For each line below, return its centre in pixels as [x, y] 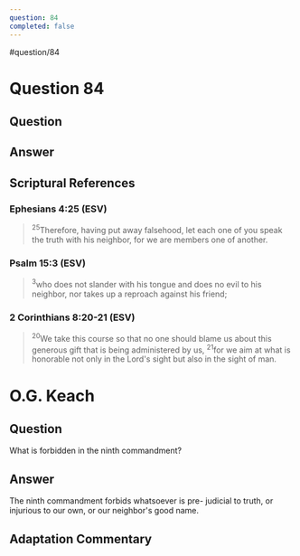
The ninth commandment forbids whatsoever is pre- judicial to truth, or [141, 501]
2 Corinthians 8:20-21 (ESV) [72, 317]
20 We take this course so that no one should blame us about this [152, 338]
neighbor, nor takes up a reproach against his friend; [129, 294]
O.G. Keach [52, 396]
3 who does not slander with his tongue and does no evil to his [146, 283]
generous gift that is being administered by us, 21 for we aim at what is [161, 349]
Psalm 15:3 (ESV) [47, 263]
